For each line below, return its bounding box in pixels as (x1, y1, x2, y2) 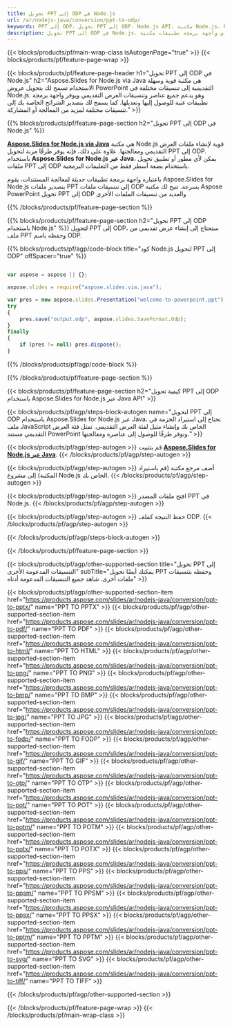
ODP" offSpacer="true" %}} (7, 252, 87, 260)
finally (7, 329, 30, 336)
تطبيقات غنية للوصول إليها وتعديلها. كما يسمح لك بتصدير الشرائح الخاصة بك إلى (7, 98, 209, 107)
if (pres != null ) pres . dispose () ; (19, 341, 122, 349)
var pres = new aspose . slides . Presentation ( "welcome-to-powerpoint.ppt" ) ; (7, 296, 227, 303)
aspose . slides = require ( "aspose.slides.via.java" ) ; (7, 284, 162, 291)
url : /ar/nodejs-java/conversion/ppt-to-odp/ (7, 17, 140, 23)
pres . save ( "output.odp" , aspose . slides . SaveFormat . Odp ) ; (19, 316, 187, 322)
